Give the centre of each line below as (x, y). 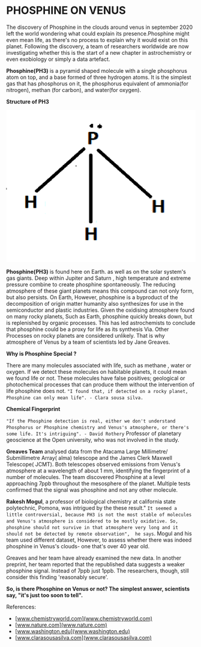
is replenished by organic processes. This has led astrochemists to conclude (101, 323)
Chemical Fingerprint (33, 409)
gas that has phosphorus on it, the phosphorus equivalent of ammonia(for (97, 83)
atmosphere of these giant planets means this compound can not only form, (100, 291)
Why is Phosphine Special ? (41, 353)
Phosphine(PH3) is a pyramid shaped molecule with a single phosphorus (97, 70)
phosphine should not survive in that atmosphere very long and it (92, 527)
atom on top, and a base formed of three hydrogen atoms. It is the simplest (99, 77)
